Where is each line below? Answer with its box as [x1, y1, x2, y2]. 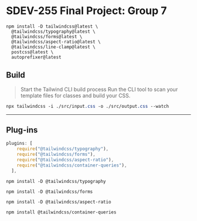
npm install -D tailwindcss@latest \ [6, 23, 98, 29]
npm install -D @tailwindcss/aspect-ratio [6, 199, 111, 205]
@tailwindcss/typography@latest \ [11, 28, 96, 35]
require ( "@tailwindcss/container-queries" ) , [16, 162, 127, 168]
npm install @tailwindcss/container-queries [6, 209, 117, 215]
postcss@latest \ [11, 49, 54, 55]
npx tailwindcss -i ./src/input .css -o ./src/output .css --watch [6, 103, 169, 109]
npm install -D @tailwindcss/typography [6, 178, 107, 184]
